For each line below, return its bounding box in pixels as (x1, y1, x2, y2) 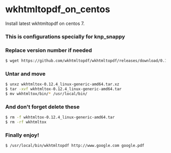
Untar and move (5, 70, 46, 77)
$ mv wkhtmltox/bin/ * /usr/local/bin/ (5, 91, 88, 97)
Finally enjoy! (5, 131, 39, 138)
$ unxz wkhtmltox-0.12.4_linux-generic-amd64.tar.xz (5, 82, 120, 87)
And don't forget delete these (5, 103, 80, 110)
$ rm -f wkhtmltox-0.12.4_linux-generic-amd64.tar (5, 115, 115, 120)
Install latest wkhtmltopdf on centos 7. (5, 20, 85, 26)
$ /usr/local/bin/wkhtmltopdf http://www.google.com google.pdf (5, 143, 145, 148)
